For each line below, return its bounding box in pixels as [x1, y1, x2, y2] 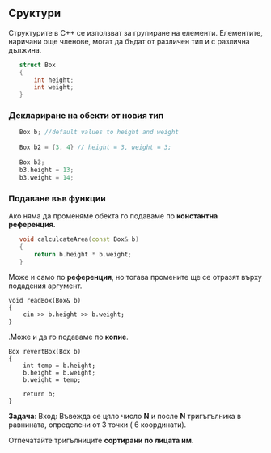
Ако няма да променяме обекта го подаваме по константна [8, 210, 218, 221]
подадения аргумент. [8, 281, 83, 290]
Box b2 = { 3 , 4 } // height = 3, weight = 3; [19, 143, 172, 152]
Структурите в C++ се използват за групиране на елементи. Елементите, [8, 28, 263, 37]
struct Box [19, 61, 57, 69]
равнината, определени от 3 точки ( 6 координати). [8, 420, 187, 430]
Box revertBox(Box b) [8, 348, 82, 356]
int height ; [33, 76, 74, 84]
